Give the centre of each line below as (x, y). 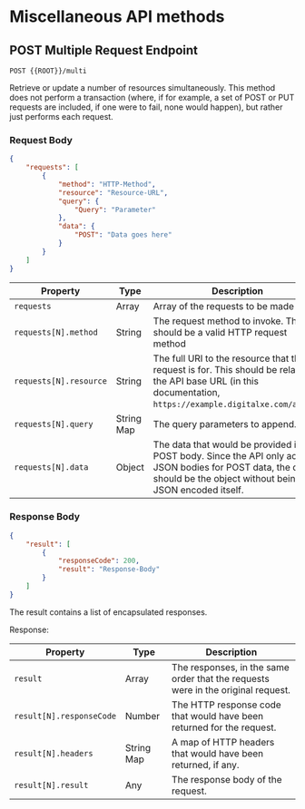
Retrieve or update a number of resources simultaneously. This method (143, 88)
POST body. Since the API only (218, 455)
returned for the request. (224, 727)
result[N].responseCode (65, 716)
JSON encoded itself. (198, 490)
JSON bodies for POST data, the (221, 467)
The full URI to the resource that (221, 358)
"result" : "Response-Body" (109, 570)
